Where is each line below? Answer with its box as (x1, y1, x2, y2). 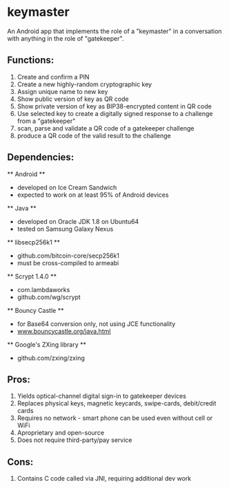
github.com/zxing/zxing (17, 354, 85, 362)
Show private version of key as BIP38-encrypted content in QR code (17, 102, 212, 111)
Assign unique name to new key (17, 87, 108, 95)
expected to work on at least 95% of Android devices (17, 191, 169, 199)
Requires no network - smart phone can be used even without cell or (17, 414, 213, 422)
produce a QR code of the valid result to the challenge (17, 131, 171, 140)
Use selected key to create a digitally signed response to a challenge (17, 109, 213, 117)
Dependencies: (7, 151, 74, 163)
